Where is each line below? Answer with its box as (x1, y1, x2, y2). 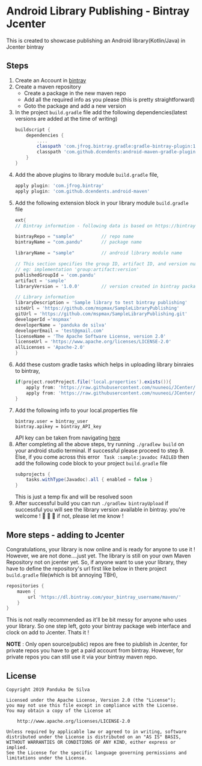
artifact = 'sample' (14, 278, 67, 284)
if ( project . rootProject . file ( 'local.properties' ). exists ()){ (14, 379, 172, 385)
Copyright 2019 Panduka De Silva (6, 687, 90, 693)
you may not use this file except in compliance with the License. (6, 702, 179, 709)
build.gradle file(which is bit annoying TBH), (6, 571, 118, 578)
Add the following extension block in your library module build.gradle (14, 199, 189, 206)
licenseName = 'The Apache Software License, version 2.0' (14, 333, 167, 339)
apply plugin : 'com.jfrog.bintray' (14, 182, 105, 189)
